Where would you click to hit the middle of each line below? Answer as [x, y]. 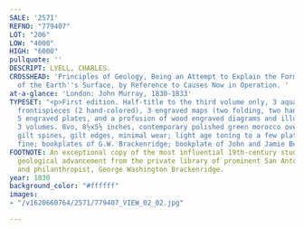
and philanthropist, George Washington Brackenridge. [121, 169]
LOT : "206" [30, 34]
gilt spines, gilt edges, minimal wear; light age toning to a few [147, 136]
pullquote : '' [36, 60]
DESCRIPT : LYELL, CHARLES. [60, 69]
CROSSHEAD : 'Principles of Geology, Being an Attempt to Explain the [143, 77]
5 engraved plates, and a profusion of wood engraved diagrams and [147, 119]
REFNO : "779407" [40, 26]
